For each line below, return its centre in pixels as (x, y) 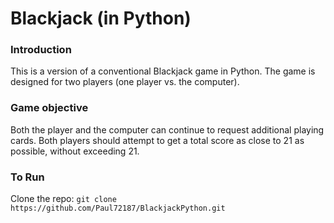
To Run (27, 177)
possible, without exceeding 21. (75, 151)
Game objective (49, 108)
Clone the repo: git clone (63, 199)
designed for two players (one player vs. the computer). (125, 82)
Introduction (41, 50)
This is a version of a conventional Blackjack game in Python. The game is (163, 71)
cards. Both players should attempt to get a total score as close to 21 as (157, 140)
